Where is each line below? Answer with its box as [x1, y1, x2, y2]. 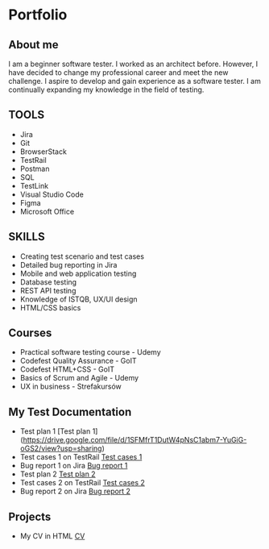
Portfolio [8, 6, 68, 24]
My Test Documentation [8, 405, 132, 418]
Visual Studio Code [19, 189, 85, 199]
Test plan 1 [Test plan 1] [19, 426, 98, 436]
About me [8, 38, 59, 52]
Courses [8, 326, 52, 340]
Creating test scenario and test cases [19, 252, 145, 261]
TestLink [19, 181, 49, 190]
